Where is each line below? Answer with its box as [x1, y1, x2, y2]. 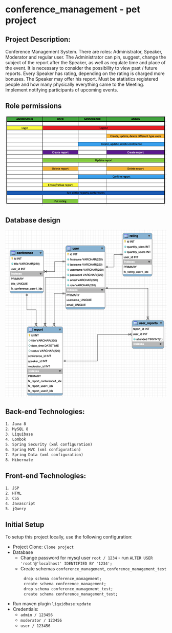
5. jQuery [5, 506, 27, 512]
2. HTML [5, 491, 22, 496]
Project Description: [5, 35, 71, 44]
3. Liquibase [5, 432, 33, 437]
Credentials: [12, 606, 38, 612]
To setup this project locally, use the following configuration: [5, 534, 133, 540]
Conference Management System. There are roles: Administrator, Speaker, [5, 49, 163, 54]
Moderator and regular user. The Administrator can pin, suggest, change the [5, 54, 166, 60]
